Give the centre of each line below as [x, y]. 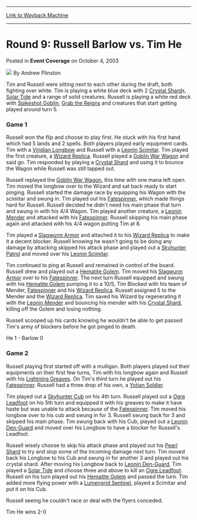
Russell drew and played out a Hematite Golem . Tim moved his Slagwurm [94, 272]
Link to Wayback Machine [37, 15]
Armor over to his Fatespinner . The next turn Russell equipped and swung [95, 278]
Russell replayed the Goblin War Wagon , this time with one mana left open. [96, 180]
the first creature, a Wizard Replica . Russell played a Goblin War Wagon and [98, 156]
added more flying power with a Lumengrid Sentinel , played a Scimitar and [96, 482]
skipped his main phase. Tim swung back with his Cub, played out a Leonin [97, 421]
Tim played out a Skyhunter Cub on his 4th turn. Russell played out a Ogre [96, 396]
